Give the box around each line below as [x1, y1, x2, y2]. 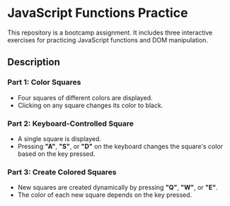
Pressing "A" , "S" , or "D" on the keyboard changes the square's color [17, 142, 224, 150]
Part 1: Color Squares [7, 78, 81, 87]
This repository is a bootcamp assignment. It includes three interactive [7, 28, 213, 37]
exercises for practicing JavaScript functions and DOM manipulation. [7, 35, 209, 44]
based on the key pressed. [17, 150, 96, 158]
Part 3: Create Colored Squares [7, 167, 117, 177]
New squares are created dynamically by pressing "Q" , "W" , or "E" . [17, 183, 218, 192]
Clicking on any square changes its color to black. [17, 101, 163, 109]
